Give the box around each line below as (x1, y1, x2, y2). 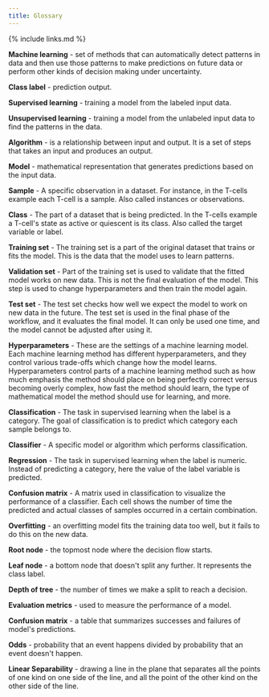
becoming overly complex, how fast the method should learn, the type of (8, 383, 250, 392)
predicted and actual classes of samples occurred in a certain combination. (8, 505, 258, 515)
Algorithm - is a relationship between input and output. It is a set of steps (8, 137, 251, 147)
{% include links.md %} (8, 34, 87, 43)
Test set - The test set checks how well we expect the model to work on (8, 299, 247, 309)
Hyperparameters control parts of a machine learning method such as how (8, 366, 255, 375)
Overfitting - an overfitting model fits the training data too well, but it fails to (8, 520, 260, 531)
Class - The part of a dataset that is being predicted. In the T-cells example (8, 210, 258, 219)
